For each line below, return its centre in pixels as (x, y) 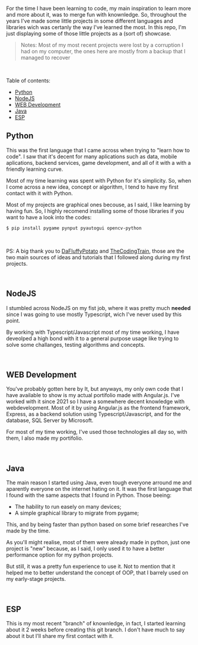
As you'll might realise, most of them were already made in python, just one (98, 542)
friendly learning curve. (35, 169)
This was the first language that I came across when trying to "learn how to (98, 150)
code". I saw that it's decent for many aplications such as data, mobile (92, 157)
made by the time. (28, 531)
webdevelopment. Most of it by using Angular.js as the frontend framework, (98, 408)
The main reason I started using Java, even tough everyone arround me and (99, 483)
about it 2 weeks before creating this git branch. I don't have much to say (95, 630)
